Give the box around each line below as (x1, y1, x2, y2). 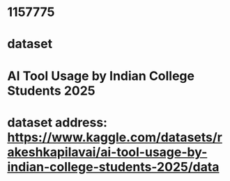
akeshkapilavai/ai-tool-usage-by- (7, 144, 208, 160)
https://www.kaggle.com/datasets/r (7, 129, 223, 145)
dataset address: (7, 114, 108, 130)
